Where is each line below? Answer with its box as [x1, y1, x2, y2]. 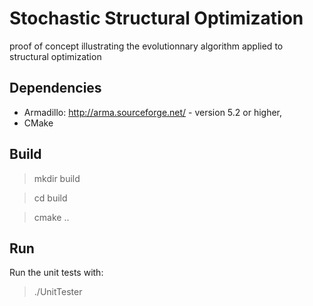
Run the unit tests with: [9, 267, 104, 279]
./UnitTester [33, 286, 83, 298]
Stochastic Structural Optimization [9, 7, 304, 30]
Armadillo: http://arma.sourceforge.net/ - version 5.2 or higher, [23, 106, 283, 118]
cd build [33, 192, 68, 204]
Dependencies [9, 80, 102, 97]
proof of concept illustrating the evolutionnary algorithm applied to [9, 40, 284, 52]
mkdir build [33, 172, 81, 184]
